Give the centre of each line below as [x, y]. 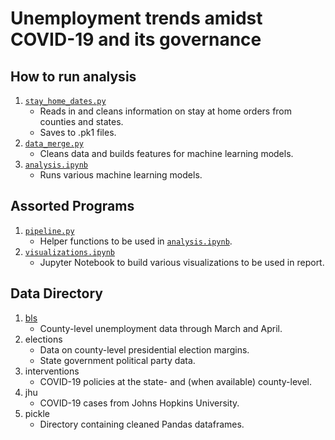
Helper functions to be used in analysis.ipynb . [136, 241]
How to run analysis [73, 76]
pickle [37, 413]
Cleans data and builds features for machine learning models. [166, 153]
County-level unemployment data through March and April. [161, 328]
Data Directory [56, 293]
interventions [52, 371]
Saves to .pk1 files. [78, 132]
